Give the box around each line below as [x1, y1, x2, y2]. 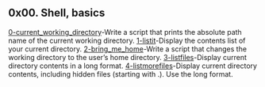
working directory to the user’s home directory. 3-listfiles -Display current [8, 52, 248, 62]
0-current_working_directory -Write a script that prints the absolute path [8, 27, 242, 36]
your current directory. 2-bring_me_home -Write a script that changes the [8, 43, 248, 54]
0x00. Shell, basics [8, 6, 106, 20]
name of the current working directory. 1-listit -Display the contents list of [8, 36, 246, 45]
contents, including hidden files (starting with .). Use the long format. [8, 69, 233, 78]
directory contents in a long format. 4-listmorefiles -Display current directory [8, 61, 258, 70]
